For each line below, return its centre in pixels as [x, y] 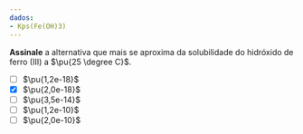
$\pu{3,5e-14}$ [52, 100]
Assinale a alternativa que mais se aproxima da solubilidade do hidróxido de [151, 52]
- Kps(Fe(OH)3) [38, 26]
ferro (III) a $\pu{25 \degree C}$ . [71, 62]
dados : [22, 18]
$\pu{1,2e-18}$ [51, 79]
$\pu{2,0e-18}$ [52, 89]
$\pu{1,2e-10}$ [51, 110]
